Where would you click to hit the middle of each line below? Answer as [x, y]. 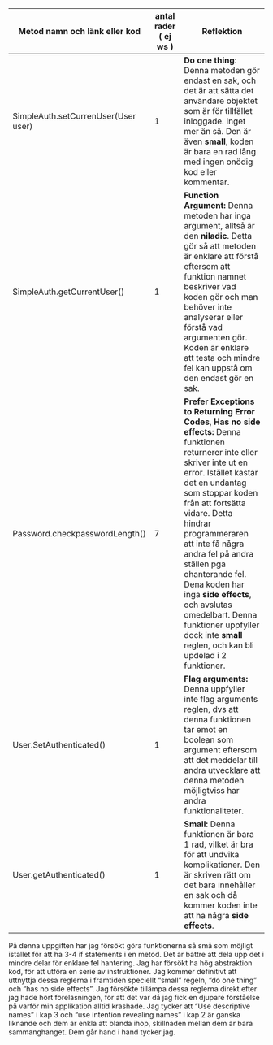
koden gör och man [221, 297]
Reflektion [222, 31]
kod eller [201, 172]
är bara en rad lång [220, 152]
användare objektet [221, 101]
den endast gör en [219, 378]
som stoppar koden [221, 493]
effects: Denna [212, 432]
